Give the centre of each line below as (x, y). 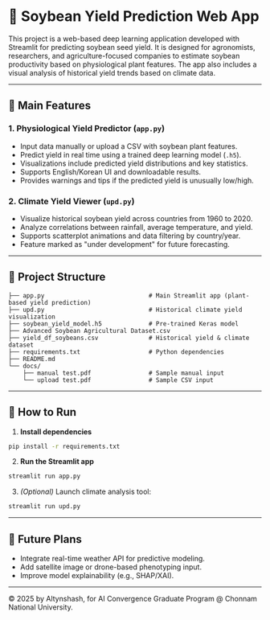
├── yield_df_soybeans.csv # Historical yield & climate (129, 338)
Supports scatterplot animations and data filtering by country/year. (130, 236)
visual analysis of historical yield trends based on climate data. (112, 72)
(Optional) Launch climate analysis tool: (85, 492)
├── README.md (32, 359)
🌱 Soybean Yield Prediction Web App (134, 16)
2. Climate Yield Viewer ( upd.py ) (72, 201)
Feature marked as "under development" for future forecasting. (125, 244)
